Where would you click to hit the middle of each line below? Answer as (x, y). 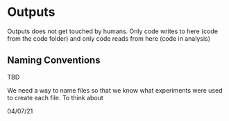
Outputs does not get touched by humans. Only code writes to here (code (113, 31)
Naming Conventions (54, 60)
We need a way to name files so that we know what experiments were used (115, 90)
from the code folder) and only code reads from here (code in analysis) (109, 38)
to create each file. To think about (56, 97)
